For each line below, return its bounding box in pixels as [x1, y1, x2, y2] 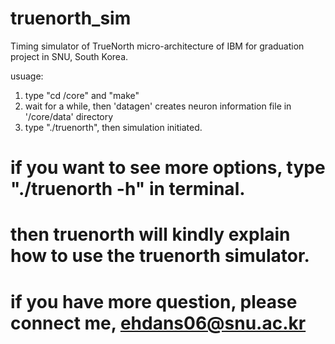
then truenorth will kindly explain [10, 223, 291, 246]
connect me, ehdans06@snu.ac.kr [10, 312, 307, 334]
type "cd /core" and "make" [24, 89, 140, 101]
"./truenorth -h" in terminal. [10, 178, 246, 201]
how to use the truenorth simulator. [10, 245, 310, 267]
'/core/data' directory [24, 110, 114, 122]
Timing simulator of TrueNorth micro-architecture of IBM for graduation [10, 40, 305, 52]
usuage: [10, 70, 44, 82]
